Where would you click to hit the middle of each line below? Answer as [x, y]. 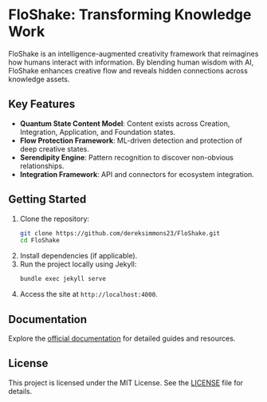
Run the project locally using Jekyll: [78, 264]
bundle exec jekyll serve [63, 279]
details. [20, 391]
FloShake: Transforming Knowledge [130, 15]
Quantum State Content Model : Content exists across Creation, [125, 123]
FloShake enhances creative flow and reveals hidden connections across [128, 70]
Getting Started [47, 200]
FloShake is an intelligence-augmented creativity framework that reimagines [133, 53]
